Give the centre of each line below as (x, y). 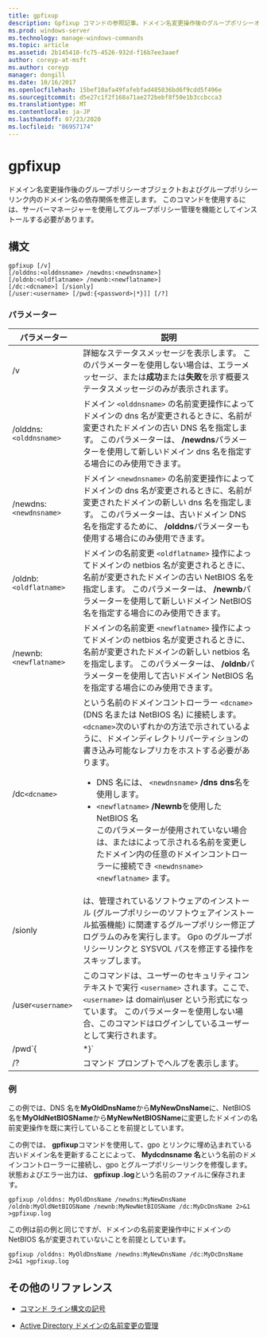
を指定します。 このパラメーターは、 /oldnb (165, 664)
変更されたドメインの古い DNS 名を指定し (161, 427)
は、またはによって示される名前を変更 (168, 842)
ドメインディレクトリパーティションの (177, 738)
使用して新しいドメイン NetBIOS (191, 601)
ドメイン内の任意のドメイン (156, 853)
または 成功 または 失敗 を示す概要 (182, 377)
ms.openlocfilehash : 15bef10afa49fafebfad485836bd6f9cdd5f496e (115, 90)
